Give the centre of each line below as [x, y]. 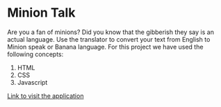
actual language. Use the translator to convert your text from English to [109, 39]
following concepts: [35, 54]
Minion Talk [41, 13]
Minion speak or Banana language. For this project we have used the [105, 47]
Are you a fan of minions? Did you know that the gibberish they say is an [110, 32]
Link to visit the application [46, 96]
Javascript [32, 82]
